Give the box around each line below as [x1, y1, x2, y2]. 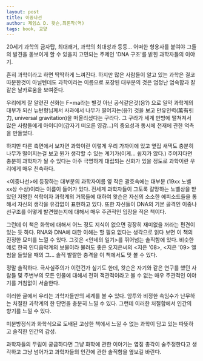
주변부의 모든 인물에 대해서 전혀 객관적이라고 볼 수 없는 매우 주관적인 [24, 272, 186, 279]
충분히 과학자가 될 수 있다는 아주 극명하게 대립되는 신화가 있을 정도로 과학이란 [6, 157, 189, 165]
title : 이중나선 [6, 15, 42, 21]
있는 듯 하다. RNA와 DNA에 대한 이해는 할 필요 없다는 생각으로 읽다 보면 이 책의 [6, 228, 193, 236]
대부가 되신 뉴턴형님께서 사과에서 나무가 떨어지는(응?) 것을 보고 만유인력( [6, 107, 179, 114]
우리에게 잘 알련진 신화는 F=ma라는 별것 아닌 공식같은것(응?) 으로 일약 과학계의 [6, 99, 194, 107]
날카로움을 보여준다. [17, 86, 65, 94]
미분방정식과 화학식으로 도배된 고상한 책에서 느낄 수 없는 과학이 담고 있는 [6, 320, 178, 328]
